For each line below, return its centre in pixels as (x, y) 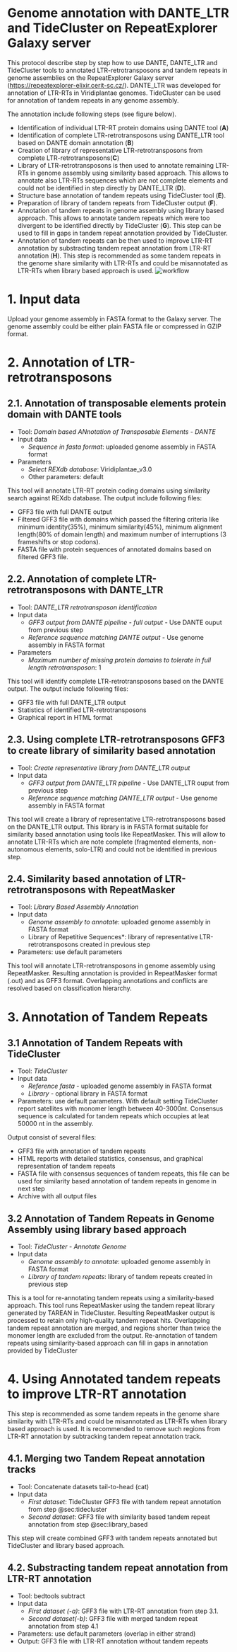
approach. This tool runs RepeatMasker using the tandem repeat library (111, 1306)
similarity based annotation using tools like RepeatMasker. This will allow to (116, 834)
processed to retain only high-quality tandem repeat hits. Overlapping (109, 1321)
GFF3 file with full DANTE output (65, 512)
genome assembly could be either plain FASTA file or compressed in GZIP (115, 326)
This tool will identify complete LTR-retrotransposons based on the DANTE (116, 681)
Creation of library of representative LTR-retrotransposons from (110, 150)
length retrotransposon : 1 (65, 667)
